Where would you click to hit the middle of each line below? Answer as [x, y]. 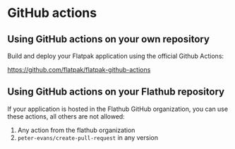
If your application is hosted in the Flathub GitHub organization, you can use [117, 109]
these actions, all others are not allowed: [66, 116]
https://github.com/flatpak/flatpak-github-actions [79, 70]
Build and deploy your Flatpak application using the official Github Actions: [116, 56]
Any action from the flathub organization [76, 130]
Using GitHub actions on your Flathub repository [116, 92]
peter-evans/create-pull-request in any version [88, 137]
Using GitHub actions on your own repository [109, 39]
